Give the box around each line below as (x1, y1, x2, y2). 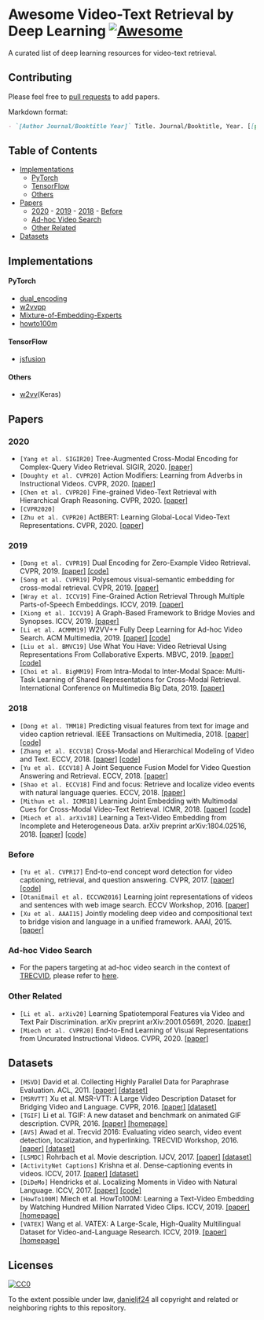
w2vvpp (19, 302, 46, 312)
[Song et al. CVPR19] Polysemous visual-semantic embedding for (19, 575, 235, 585)
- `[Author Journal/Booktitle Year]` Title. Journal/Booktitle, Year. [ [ (8, 122, 255, 130)
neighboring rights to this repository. (8, 1303, 126, 1313)
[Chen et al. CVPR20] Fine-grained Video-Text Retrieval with (19, 487, 218, 497)
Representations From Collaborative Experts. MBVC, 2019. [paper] (19, 650, 234, 659)
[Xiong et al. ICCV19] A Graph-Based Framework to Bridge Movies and (19, 608, 255, 618)
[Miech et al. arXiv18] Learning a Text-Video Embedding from (19, 812, 227, 822)
